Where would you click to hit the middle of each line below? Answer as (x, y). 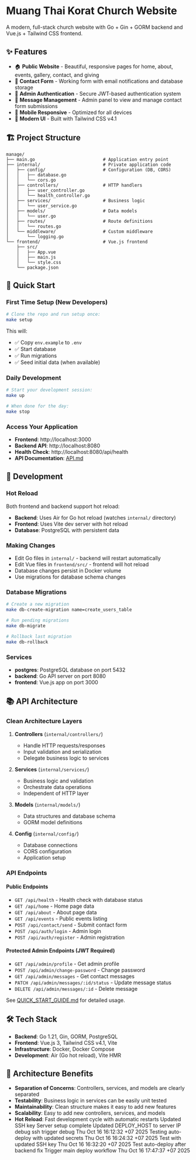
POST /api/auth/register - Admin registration (69, 937)
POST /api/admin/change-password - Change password (80, 970)
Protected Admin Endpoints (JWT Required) (61, 951)
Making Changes (31, 545)
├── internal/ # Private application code (89, 165)
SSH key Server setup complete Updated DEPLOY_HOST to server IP (98, 1125)
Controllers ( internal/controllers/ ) (59, 734)
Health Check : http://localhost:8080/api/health (71, 452)
